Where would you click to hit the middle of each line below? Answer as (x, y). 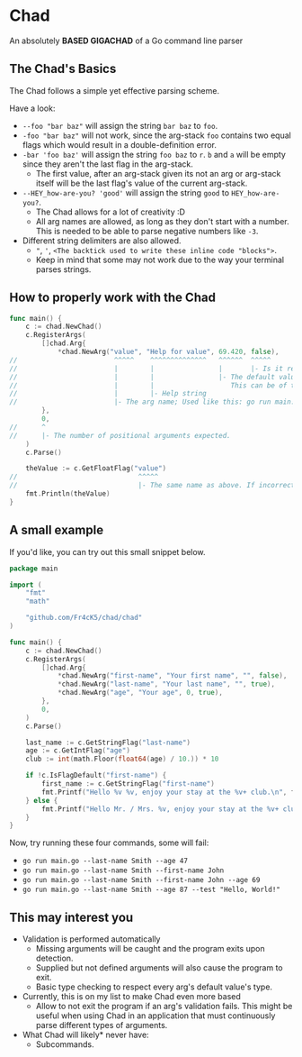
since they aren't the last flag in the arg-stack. (107, 164)
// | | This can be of (148, 385)
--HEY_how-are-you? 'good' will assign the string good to (126, 192)
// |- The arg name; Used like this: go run (140, 402)
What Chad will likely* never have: (86, 1035)
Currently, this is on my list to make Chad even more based (131, 997)
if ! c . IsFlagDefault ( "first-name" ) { (96, 776)
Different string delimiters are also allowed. (102, 241)
